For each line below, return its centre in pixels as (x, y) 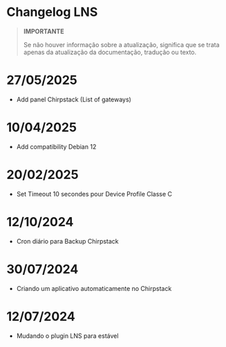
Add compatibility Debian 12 (56, 146)
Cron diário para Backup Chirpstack (67, 241)
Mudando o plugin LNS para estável (67, 336)
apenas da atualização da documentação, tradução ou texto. (110, 52)
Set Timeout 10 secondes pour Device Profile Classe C (94, 194)
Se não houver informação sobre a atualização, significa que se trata (121, 44)
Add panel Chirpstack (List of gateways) (74, 99)
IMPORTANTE (44, 31)
